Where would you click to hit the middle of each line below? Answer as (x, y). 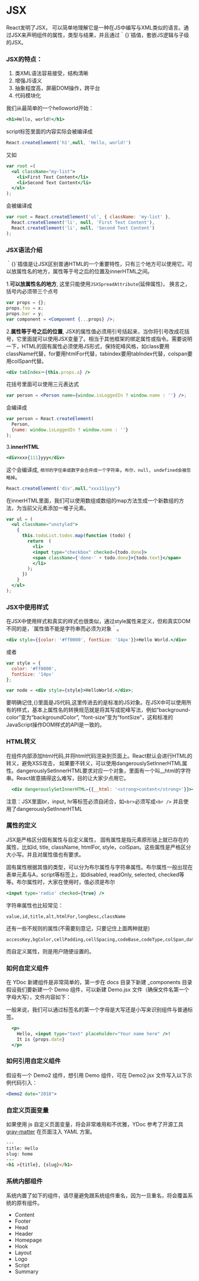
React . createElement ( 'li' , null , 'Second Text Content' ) (83, 228)
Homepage (28, 1240)
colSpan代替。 (29, 361)
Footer (23, 1221)
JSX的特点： (24, 59)
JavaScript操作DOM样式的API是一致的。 (56, 725)
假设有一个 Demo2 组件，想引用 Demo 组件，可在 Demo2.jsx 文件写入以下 (97, 1075)
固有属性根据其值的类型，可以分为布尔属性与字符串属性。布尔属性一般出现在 (99, 867)
